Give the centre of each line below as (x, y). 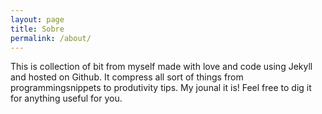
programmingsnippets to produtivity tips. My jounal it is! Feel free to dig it (161, 88)
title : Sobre (37, 29)
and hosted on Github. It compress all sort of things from (127, 77)
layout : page (37, 19)
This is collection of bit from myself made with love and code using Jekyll (161, 67)
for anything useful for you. (66, 98)
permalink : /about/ (51, 38)
